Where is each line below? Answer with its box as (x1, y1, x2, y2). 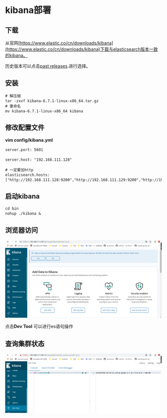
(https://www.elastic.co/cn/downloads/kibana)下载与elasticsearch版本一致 (5, 46, 158, 52)
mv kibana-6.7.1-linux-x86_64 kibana (5, 108, 83, 113)
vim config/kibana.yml (5, 137, 53, 143)
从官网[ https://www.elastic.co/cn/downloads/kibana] (5, 40, 113, 46)
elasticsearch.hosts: (5, 172, 50, 177)
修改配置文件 (5, 123, 45, 132)
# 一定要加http (5, 167, 34, 172)
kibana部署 (5, 4, 51, 16)
